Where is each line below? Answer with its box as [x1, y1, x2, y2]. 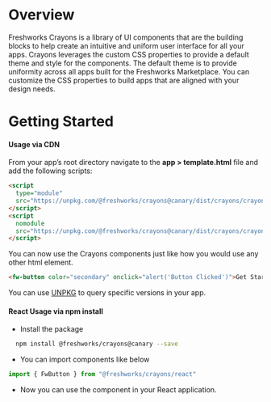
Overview [8, 6, 75, 24]
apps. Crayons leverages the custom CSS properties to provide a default [8, 49, 250, 59]
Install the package [19, 324, 84, 334]
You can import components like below [19, 354, 150, 365]
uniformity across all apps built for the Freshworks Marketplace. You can [8, 66, 250, 76]
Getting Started [8, 112, 115, 131]
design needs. [8, 83, 56, 94]
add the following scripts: [8, 166, 93, 176]
